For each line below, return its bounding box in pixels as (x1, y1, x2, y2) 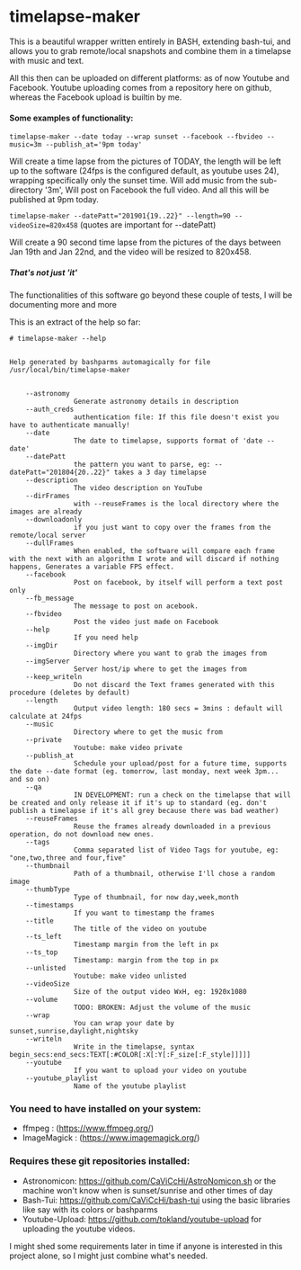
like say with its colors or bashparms (22, 1203, 159, 1215)
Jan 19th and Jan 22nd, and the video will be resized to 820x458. (9, 246, 252, 257)
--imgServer (25, 657, 70, 666)
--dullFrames (25, 539, 75, 548)
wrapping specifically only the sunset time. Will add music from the (9, 175, 258, 186)
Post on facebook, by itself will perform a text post (73, 578, 283, 587)
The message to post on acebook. (73, 602, 199, 611)
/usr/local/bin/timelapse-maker (9, 366, 130, 375)
